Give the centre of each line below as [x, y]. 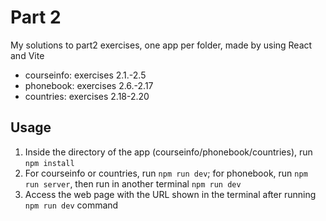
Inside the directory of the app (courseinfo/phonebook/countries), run [168, 152]
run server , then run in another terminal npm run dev [133, 183]
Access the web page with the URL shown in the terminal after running [170, 194]
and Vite [27, 55]
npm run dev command [71, 205]
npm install [49, 163]
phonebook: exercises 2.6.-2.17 [89, 85]
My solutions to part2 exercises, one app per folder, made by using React [161, 45]
